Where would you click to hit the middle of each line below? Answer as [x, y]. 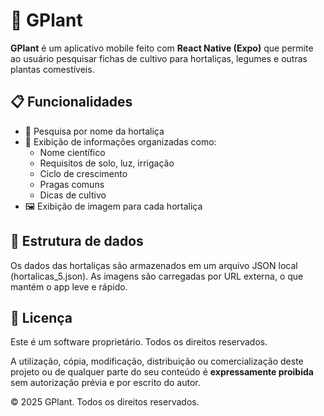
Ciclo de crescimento [83, 173]
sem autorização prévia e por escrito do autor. [105, 383]
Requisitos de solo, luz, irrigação [107, 163]
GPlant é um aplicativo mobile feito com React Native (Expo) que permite [162, 48]
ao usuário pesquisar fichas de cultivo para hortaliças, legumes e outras [159, 58]
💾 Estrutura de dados [77, 241]
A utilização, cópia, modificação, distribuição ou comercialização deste [157, 361]
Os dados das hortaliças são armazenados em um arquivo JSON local [154, 265]
